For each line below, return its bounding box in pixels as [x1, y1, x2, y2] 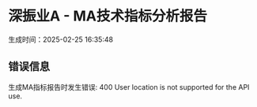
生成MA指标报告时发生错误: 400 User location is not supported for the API [8, 82, 250, 91]
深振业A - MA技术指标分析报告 [8, 7, 208, 25]
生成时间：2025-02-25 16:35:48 [8, 35, 113, 44]
